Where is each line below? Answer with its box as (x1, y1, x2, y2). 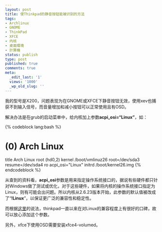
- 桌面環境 (5, 43, 24, 48)
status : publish (5, 52, 38, 57)
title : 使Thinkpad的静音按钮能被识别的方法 (5, 12, 85, 17)
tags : (5, 16, 16, 21)
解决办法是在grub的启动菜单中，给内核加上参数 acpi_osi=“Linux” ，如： (5, 114, 148, 120)
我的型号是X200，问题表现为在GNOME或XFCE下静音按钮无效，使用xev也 (5, 98, 152, 103)
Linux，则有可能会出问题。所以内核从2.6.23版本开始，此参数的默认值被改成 (5, 189, 156, 195)
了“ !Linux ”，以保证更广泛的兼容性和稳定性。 (5, 195, 94, 201)
